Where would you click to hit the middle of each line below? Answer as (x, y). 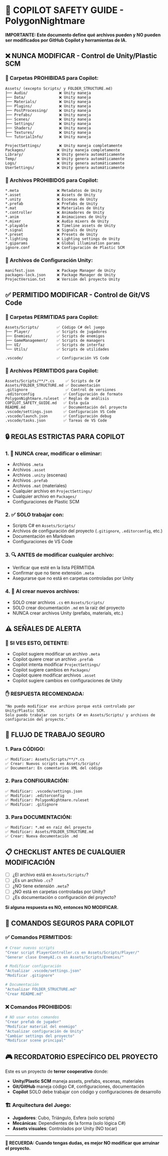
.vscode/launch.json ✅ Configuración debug (58, 416)
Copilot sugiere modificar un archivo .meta (56, 654)
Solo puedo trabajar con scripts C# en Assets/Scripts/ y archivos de (80, 715)
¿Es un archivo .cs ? (33, 880)
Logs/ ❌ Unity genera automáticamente (65, 163)
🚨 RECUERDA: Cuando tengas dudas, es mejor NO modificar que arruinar (82, 1143)
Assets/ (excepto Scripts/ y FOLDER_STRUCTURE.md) (59, 88)
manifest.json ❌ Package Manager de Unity (60, 271)
